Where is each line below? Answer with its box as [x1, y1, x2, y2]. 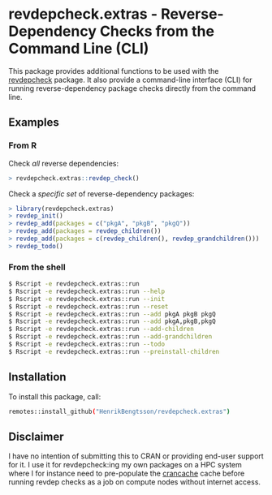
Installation [8, 370, 67, 384]
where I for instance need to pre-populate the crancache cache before [8, 468, 245, 479]
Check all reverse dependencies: [8, 158, 119, 168]
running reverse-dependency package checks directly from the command [8, 83, 257, 93]
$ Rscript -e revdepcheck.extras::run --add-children [8, 325, 195, 334]
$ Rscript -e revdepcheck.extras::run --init [8, 295, 165, 303]
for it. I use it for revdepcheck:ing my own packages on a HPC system [8, 460, 242, 470]
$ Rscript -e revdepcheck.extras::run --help [8, 287, 165, 295]
